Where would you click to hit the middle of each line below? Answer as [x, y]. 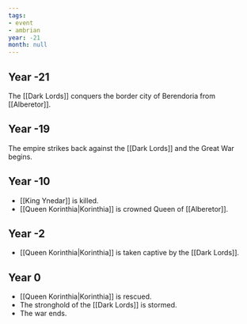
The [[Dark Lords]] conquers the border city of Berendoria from [112, 96]
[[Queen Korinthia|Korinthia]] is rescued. [85, 296]
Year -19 [29, 129]
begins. [21, 156]
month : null [28, 45]
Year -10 [29, 181]
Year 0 [25, 277]
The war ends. [43, 314]
